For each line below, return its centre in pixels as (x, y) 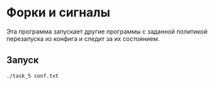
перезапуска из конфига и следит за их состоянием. (83, 38)
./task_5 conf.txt (32, 76)
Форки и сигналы (58, 13)
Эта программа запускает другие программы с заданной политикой (107, 31)
